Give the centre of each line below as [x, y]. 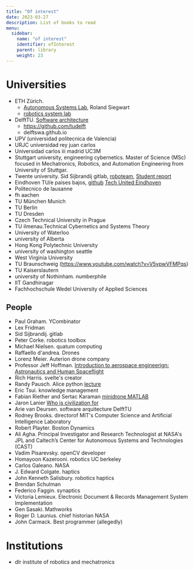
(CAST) [24, 447]
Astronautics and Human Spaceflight [59, 371]
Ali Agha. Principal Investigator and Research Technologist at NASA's [98, 434]
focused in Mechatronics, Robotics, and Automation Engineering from [99, 163]
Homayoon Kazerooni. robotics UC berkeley [68, 459]
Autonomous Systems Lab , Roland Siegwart [76, 107]
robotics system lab [47, 113]
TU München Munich [40, 201]
